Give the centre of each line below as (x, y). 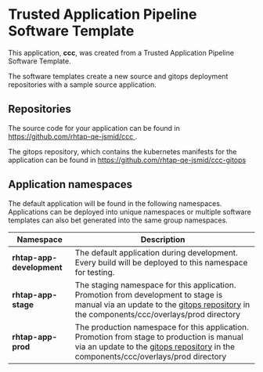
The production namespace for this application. (162, 327)
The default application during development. (157, 252)
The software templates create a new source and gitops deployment (118, 76)
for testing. (95, 272)
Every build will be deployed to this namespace (161, 262)
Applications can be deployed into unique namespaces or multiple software (130, 211)
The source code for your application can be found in (94, 128)
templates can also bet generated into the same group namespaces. (118, 220)
